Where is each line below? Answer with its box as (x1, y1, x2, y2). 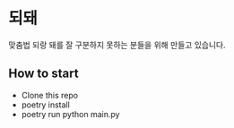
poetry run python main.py (21, 108, 120, 119)
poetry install (21, 99, 71, 110)
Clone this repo (21, 90, 78, 100)
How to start (8, 66, 79, 81)
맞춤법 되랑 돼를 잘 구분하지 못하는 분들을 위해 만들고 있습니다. (8, 39, 226, 50)
